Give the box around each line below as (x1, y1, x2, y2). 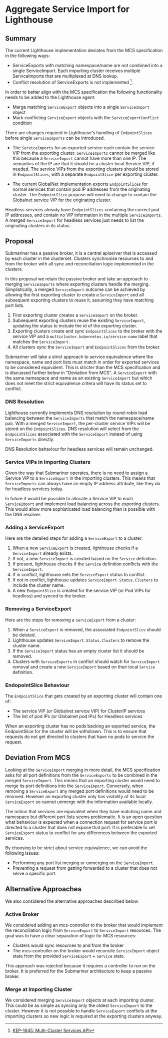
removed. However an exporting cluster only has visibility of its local (5, 793, 146, 799)
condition (12, 120, 32, 126)
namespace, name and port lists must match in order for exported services (5, 359, 159, 365)
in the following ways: (5, 53, 50, 59)
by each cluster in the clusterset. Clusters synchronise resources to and (5, 255, 153, 261)
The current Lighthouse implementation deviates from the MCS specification (5, 48, 163, 53)
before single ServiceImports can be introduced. (5, 135, 105, 141)
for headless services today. (5, 486, 63, 492)
